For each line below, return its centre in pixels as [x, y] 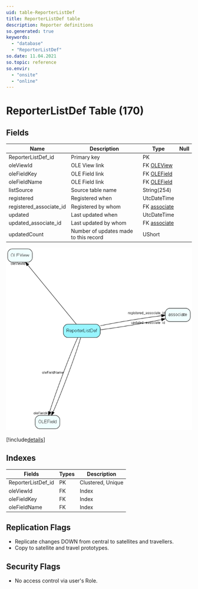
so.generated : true [30, 31]
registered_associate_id [37, 206]
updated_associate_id [35, 223]
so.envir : [18, 69]
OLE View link [88, 165]
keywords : [18, 38]
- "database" [27, 44]
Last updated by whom [99, 223]
